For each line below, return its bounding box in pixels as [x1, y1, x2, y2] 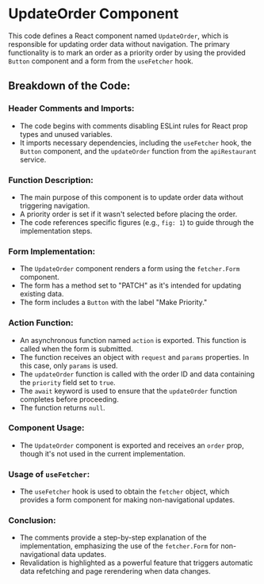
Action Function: [8, 318, 74, 329]
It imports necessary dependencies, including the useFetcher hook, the [19, 138, 252, 147]
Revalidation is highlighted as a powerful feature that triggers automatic [19, 558, 254, 567]
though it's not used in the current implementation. [19, 448, 186, 458]
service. [19, 155, 47, 164]
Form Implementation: [8, 246, 96, 257]
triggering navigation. [19, 200, 90, 210]
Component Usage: [8, 422, 85, 433]
